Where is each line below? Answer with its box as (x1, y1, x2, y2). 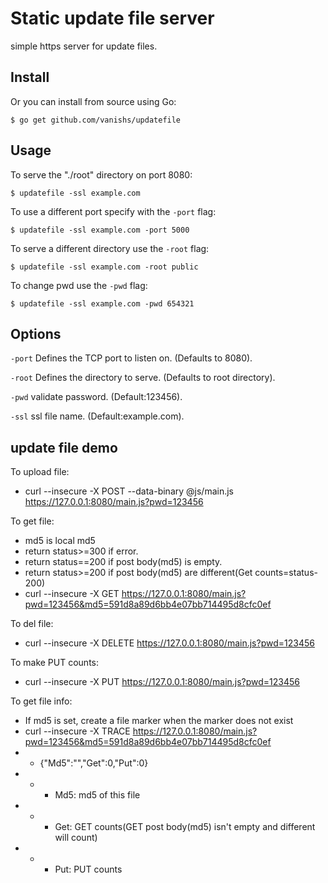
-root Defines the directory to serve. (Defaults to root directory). (10, 372, 276, 384)
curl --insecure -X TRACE (24, 725, 131, 737)
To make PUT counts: (10, 657, 100, 669)
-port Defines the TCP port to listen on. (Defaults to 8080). (10, 352, 253, 364)
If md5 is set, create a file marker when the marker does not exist (24, 715, 294, 727)
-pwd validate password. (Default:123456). (10, 391, 183, 403)
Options (10, 325, 62, 342)
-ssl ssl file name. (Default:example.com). (10, 410, 185, 422)
